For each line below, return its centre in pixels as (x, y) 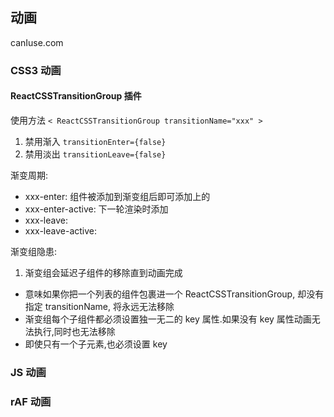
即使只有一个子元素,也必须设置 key (96, 344)
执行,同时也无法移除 (74, 331)
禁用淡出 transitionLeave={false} (95, 154)
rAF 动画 (31, 401)
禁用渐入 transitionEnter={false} (95, 141)
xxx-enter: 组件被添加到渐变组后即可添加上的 (117, 196)
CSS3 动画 (36, 70)
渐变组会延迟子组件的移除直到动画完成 (103, 272)
